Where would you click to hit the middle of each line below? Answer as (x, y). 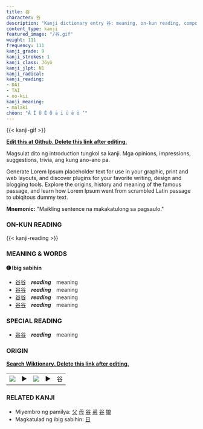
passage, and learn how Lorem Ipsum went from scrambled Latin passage (98, 191)
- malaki (17, 107)
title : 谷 (18, 12)
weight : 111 (21, 40)
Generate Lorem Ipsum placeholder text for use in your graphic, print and (97, 172)
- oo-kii (17, 96)
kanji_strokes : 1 (28, 57)
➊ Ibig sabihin (24, 268)
